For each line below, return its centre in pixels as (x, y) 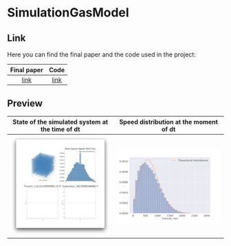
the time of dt (60, 129)
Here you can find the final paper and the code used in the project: (101, 54)
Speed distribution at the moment (169, 122)
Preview (25, 103)
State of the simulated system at (60, 122)
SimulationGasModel (68, 13)
